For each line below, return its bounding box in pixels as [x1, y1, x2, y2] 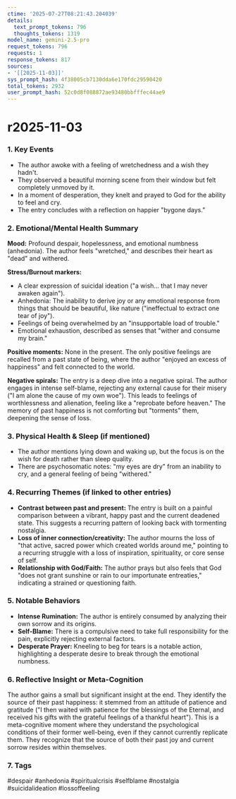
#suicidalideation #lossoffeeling [7, 784, 100, 793]
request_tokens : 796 [7, 43, 68, 50]
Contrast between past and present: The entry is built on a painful [17, 504, 213, 512]
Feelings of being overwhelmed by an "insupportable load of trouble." [17, 319, 220, 327]
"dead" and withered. [7, 254, 70, 262]
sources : [7, 63, 33, 70]
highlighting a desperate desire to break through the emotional [17, 649, 199, 658]
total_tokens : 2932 [7, 83, 65, 90]
